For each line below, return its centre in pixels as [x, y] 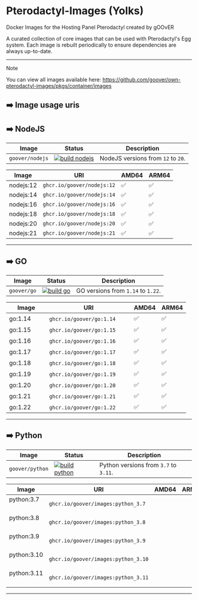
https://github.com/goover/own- [141, 79]
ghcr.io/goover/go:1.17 [82, 352]
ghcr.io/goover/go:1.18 [82, 363]
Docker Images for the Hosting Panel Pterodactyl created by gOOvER [90, 27]
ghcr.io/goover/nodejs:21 [79, 233]
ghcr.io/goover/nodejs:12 [79, 185]
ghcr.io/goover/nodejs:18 [79, 214]
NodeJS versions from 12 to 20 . [143, 159]
